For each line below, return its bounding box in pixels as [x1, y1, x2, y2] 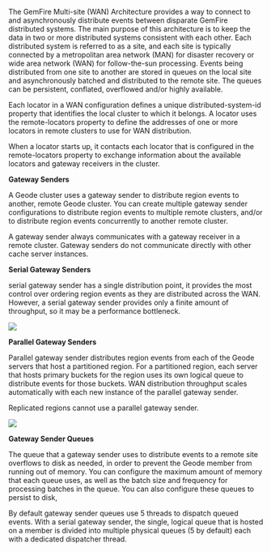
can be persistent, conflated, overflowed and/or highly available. [8, 84, 223, 94]
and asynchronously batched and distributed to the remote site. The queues [8, 76, 262, 85]
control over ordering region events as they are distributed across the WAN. [8, 289, 260, 298]
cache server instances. [8, 249, 89, 259]
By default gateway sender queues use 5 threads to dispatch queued [8, 508, 239, 518]
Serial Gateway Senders [8, 265, 91, 274]
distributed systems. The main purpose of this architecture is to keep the [8, 24, 251, 33]
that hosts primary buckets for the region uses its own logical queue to [8, 370, 244, 379]
